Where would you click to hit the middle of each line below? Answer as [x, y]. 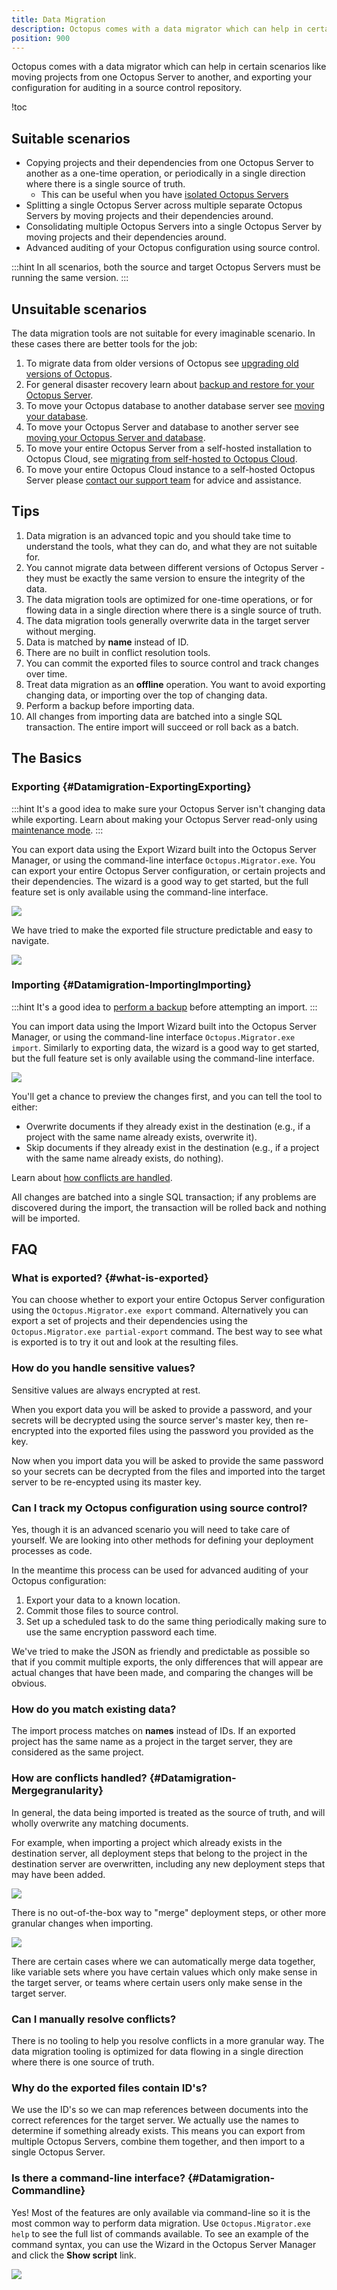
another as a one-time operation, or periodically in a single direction [165, 173]
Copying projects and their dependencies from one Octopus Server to [169, 163]
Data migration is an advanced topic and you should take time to [158, 535]
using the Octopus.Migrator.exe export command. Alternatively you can [160, 1310]
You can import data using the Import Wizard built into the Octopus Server [164, 1026]
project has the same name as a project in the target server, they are [152, 1742]
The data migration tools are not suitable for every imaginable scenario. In [163, 333]
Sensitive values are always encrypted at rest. [106, 1390]
